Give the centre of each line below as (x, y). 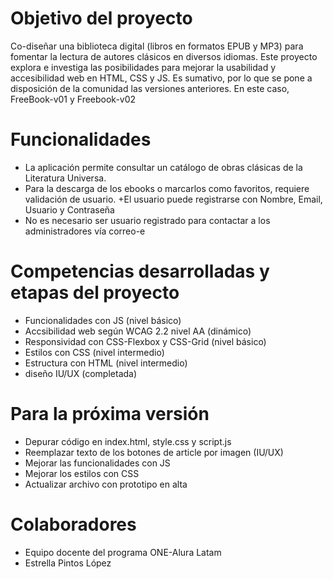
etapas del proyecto (95, 293)
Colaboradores (73, 524)
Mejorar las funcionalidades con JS (97, 463)
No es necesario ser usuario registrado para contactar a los (147, 220)
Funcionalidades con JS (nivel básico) (103, 320)
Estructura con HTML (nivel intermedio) (106, 363)
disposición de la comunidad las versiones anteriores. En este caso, (150, 88)
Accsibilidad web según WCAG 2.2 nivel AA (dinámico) (138, 331)
